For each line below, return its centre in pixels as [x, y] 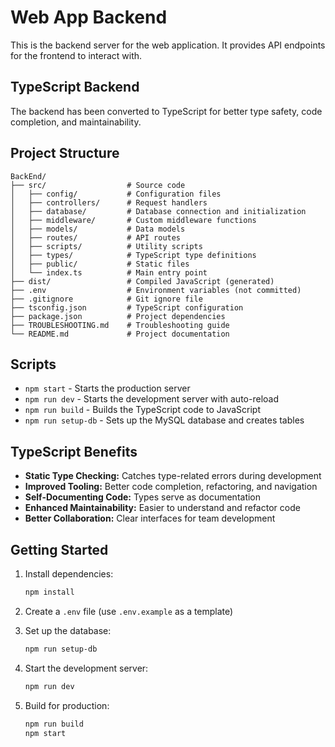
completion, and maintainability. [76, 122]
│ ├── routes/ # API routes [96, 237]
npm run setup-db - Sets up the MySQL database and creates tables [164, 420]
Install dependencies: [69, 574]
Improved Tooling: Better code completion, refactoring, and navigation [171, 487]
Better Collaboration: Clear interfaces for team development [150, 518]
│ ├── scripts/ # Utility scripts [106, 246]
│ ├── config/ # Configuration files [116, 194]
